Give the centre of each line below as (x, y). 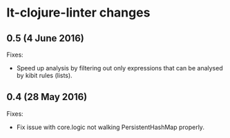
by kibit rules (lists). (45, 75)
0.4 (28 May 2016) (47, 97)
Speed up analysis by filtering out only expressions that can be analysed (119, 68)
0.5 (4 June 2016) (45, 38)
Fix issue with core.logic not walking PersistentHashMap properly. (111, 127)
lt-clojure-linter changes (78, 13)
